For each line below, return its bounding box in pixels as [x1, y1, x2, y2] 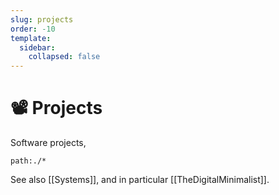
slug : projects [10, 14, 74, 25]
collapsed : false [28, 52, 101, 62]
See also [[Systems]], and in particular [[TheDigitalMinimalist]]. [10, 174, 270, 186]
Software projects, [10, 137, 87, 149]
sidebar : [19, 42, 56, 53]
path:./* [10, 156, 47, 166]
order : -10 [10, 24, 56, 34]
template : [10, 33, 52, 43]
